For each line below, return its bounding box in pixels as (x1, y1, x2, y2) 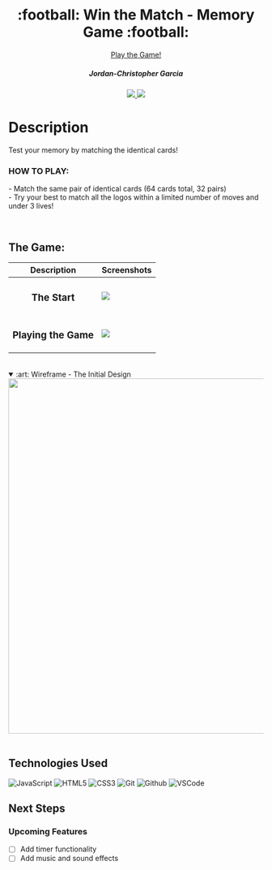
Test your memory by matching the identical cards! (8, 144, 178, 155)
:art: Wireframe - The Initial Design (15, 369, 132, 379)
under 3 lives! (8, 201, 54, 211)
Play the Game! (110, 50, 162, 59)
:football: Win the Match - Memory (17, 6, 255, 24)
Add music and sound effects (19, 854, 119, 864)
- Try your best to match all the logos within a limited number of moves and (8, 192, 259, 202)
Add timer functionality (19, 844, 97, 854)
